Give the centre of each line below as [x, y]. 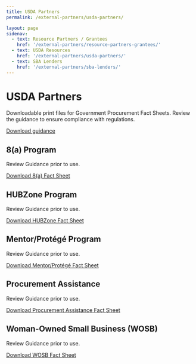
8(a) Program [31, 150]
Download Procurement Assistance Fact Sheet [63, 310]
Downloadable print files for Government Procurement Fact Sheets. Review [98, 113]
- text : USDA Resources [41, 51]
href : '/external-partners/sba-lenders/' [69, 67]
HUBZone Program [42, 195]
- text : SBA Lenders [37, 61]
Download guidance [31, 131]
